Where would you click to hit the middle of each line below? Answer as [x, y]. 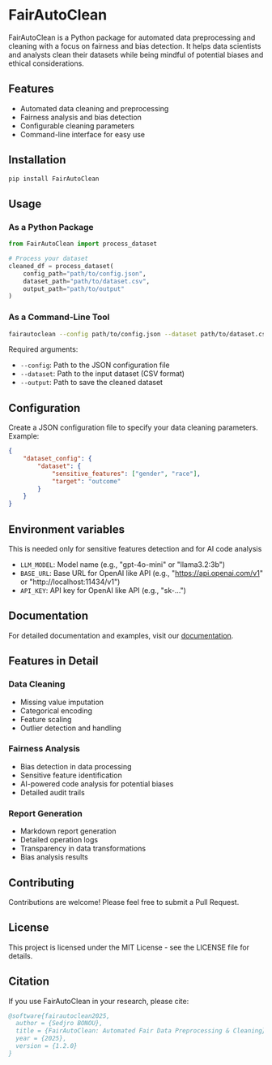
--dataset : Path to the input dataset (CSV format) [102, 374]
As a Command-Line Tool [59, 317]
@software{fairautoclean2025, [59, 1016]
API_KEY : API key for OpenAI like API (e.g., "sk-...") [103, 591]
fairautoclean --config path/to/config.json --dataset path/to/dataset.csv [139, 334]
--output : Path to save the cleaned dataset [91, 383]
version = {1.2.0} [47, 1046]
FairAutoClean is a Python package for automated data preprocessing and [132, 37]
